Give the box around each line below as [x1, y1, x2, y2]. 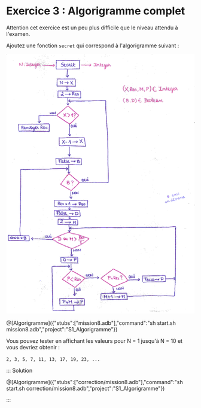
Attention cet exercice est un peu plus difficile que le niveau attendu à [6, 24, 178, 31]
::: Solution [6, 367, 33, 374]
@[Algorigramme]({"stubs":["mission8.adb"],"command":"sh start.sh [6, 319, 176, 327]
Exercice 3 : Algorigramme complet [6, 4, 185, 18]
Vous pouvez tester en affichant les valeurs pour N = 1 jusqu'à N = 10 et [6, 337, 183, 345]
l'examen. [6, 30, 31, 37]
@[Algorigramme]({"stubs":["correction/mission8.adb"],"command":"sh [6, 378, 184, 385]
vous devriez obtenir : [6, 343, 60, 351]
